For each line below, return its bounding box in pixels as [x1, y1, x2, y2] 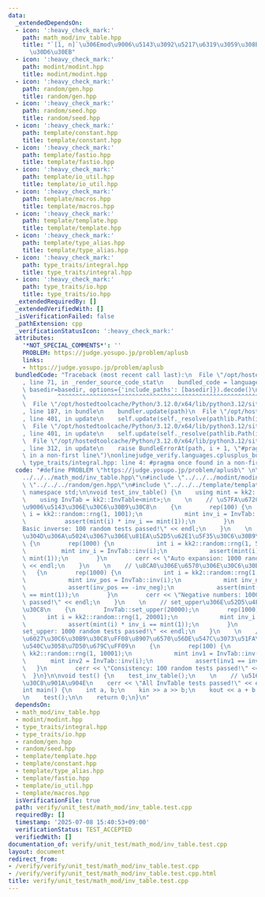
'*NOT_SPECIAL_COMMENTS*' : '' [22, 342, 122, 349]
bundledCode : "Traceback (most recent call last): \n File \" [15, 371, 224, 379]
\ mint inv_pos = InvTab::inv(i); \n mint [22, 577, 238, 585]
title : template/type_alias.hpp [22, 246, 129, 254]
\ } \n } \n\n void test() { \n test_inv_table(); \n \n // [22, 671, 238, 679]
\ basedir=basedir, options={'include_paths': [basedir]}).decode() [22, 386, 252, 394]
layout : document [8, 847, 65, 856]
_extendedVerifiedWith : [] [15, 305, 104, 312]
